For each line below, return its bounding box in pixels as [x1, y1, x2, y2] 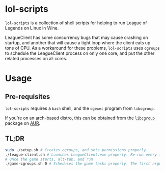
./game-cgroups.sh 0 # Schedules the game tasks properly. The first [5, 161, 151, 166]
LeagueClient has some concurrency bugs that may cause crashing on [5, 34, 148, 40]
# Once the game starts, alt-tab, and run [5, 157, 93, 162]
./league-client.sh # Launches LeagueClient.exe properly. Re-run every [5, 152, 157, 157]
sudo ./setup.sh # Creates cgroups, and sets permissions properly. [5, 147, 148, 152]
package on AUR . [5, 120, 41, 126]
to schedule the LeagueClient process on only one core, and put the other [5, 50, 155, 56]
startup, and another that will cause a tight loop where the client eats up [5, 39, 151, 45]
